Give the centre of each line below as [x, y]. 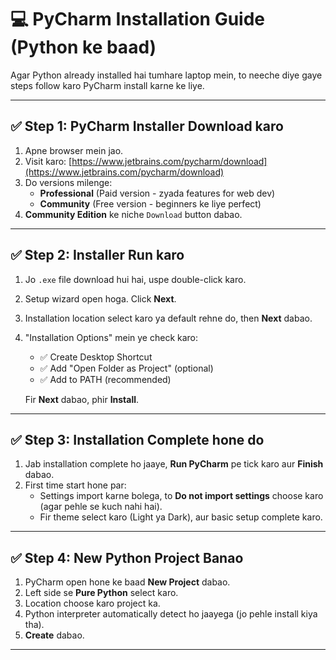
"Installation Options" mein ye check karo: [111, 337]
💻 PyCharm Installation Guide [138, 19]
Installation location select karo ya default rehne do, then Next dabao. [168, 318]
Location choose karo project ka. [92, 603]
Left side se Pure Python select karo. [101, 593]
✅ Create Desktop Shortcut [96, 357]
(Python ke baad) [83, 47]
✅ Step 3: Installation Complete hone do [137, 439]
